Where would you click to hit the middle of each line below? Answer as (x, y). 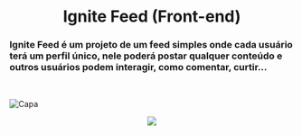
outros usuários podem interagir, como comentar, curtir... (138, 67)
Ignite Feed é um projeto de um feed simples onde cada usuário (151, 45)
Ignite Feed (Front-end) (152, 17)
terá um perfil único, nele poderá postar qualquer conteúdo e (146, 56)
